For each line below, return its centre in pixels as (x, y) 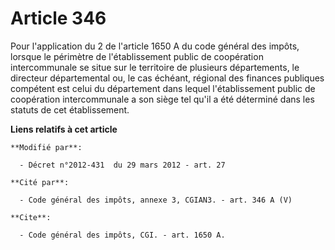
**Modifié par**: (46, 147)
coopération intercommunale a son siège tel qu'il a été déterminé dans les (162, 99)
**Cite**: (31, 217)
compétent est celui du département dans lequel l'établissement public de (163, 88)
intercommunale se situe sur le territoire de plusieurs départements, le (155, 67)
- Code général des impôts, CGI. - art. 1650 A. (122, 235)
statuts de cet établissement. (70, 109)
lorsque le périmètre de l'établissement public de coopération (137, 56)
